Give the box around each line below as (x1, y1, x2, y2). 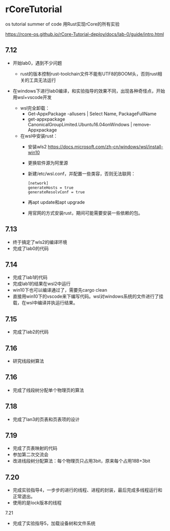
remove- (133, 121, 151, 127)
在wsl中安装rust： (20, 133, 58, 139)
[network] (27, 181, 49, 186)
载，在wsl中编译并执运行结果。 (12, 300, 78, 306)
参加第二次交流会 (12, 451, 49, 457)
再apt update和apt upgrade (27, 199, 85, 205)
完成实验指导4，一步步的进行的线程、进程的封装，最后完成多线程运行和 (12, 487, 162, 493)
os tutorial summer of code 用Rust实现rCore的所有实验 (5, 21, 120, 27)
